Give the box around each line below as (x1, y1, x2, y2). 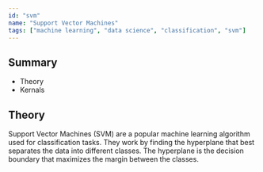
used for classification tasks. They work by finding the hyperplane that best (8, 138, 255, 147)
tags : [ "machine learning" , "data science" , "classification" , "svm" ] (8, 26, 246, 34)
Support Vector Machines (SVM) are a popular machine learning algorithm (8, 129, 251, 139)
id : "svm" (8, 11, 41, 20)
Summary (8, 55, 58, 69)
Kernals (19, 85, 45, 95)
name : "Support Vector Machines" (8, 19, 119, 27)
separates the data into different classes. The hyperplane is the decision (8, 146, 244, 155)
